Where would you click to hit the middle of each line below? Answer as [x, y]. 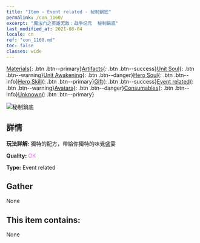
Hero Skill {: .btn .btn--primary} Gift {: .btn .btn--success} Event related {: [106, 81]
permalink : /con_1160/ [35, 18]
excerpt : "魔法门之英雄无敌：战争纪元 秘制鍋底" [62, 23]
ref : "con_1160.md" [31, 40]
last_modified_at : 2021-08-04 [45, 29]
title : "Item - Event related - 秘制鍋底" [59, 12]
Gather [20, 186]
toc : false [20, 46]
